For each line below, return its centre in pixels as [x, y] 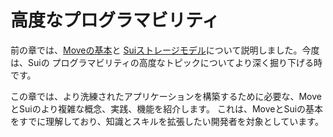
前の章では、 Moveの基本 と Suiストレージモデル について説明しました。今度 [165, 50]
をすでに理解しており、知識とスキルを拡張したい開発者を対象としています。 [167, 121]
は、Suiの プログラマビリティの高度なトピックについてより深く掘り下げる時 [166, 62]
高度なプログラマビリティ [115, 20]
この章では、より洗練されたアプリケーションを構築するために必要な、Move [166, 96]
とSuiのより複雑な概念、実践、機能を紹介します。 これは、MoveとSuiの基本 [167, 108]
